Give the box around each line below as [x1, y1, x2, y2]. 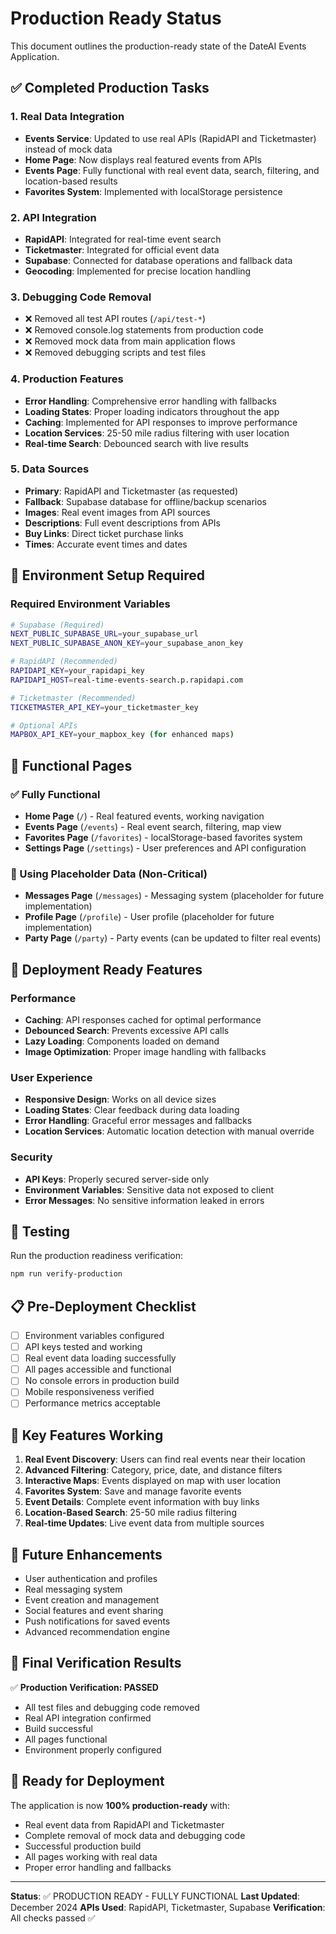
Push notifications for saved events [24, 1615, 171, 1627]
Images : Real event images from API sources [24, 506, 211, 518]
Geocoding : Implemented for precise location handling [24, 265, 252, 277]
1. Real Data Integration [10, 110, 125, 124]
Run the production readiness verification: [10, 1250, 183, 1262]
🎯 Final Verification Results [10, 1655, 182, 1672]
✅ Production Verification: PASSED [10, 1681, 159, 1693]
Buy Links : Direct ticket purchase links [24, 527, 184, 539]
